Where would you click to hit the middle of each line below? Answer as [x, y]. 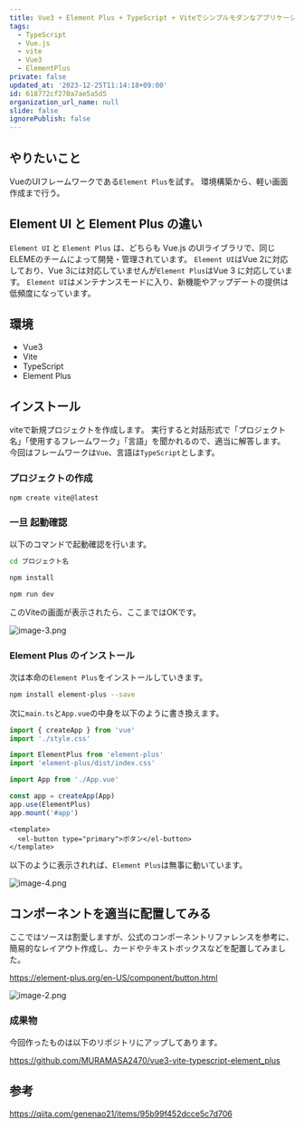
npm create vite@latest [54, 498]
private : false [38, 77]
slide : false [34, 111]
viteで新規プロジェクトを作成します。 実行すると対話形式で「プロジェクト [148, 430]
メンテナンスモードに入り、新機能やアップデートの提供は [182, 281]
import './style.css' [50, 739]
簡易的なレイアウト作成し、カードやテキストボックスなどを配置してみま [144, 948]
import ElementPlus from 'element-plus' [87, 755]
